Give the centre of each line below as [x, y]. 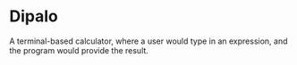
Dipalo [34, 16]
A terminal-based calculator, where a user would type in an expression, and [148, 41]
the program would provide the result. [79, 50]
